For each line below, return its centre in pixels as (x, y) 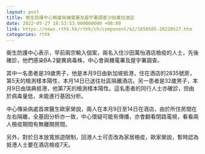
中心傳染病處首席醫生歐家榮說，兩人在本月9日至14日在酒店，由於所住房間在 (102, 109)
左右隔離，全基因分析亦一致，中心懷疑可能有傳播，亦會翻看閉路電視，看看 (100, 117)
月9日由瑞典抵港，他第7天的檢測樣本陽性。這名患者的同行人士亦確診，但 (98, 88)
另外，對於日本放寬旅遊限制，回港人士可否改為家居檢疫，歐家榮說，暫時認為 (103, 137)
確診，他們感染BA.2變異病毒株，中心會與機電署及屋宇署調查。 (85, 60)
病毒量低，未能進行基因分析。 (49, 96)
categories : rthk (28, 35)
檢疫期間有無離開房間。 (41, 124)
